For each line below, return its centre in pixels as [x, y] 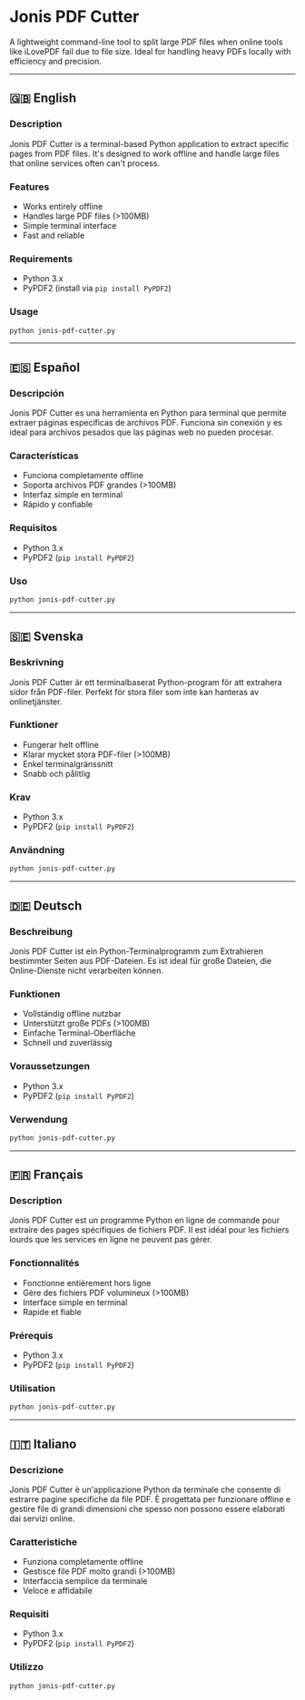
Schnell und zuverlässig [67, 1043]
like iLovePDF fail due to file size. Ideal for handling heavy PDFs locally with [150, 51]
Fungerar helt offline [61, 744]
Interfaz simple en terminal [73, 495]
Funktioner [34, 725]
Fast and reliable [54, 235]
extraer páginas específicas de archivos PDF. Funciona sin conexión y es [146, 423]
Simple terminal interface [69, 225]
